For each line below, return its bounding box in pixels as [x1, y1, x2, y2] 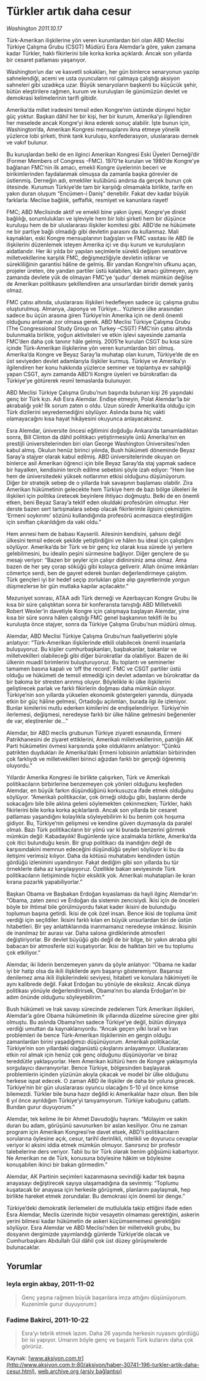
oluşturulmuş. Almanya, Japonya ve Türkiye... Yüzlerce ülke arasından [6, 305, 183, 312]
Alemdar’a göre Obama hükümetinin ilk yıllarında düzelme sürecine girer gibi [6, 1012, 199, 1019]
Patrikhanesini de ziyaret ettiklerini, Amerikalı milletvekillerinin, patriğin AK [6, 736, 193, 743]
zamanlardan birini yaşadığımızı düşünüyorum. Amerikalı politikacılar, [6, 1037, 181, 1045]
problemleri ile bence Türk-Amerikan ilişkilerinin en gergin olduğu [6, 1031, 172, 1039]
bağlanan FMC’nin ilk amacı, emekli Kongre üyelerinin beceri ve [6, 163, 167, 171]
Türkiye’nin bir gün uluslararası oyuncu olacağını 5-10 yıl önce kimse [6, 1084, 179, 1091]
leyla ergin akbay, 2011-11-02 [6, 1280, 95, 1288]
